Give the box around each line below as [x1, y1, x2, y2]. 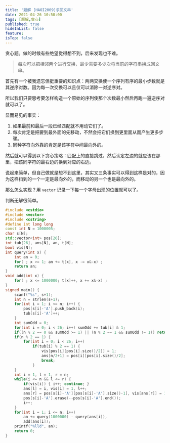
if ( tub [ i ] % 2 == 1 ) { [32, 344, 80, 349]
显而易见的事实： [5, 112, 41, 118]
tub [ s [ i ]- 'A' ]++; [23, 311, 60, 316]
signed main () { [5, 287, 39, 292]
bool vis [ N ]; [5, 245, 33, 250]
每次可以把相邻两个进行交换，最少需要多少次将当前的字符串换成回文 [17, 61, 160, 67]
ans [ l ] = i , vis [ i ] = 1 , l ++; [23, 386, 87, 391]
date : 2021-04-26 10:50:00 [5, 12, 62, 17]
